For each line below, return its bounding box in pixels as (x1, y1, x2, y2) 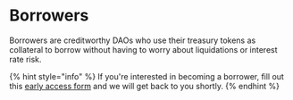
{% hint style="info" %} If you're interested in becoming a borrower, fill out (9, 71, 284, 81)
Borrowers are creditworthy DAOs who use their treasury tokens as (9, 35, 256, 46)
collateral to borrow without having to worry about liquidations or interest (9, 44, 279, 54)
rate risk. (9, 54, 42, 64)
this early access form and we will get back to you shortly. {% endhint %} (9, 80, 280, 91)
